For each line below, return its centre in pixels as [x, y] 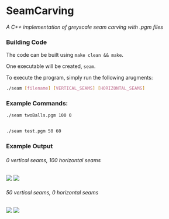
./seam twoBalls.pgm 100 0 [39, 115]
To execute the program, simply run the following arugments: [80, 78]
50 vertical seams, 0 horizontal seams [52, 192]
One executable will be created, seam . [51, 66]
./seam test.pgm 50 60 [34, 131]
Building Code [27, 42]
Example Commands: [37, 104]
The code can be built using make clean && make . [65, 55]
